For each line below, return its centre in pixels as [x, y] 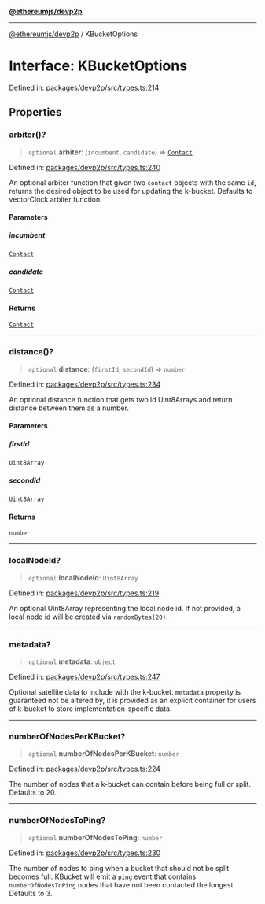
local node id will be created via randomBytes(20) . [88, 617]
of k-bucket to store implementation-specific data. [90, 709]
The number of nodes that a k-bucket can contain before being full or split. [130, 784]
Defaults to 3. [31, 893]
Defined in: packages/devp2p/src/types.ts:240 [85, 167]
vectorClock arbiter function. [56, 199]
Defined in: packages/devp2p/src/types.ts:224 [85, 769]
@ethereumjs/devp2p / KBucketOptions [74, 34]
